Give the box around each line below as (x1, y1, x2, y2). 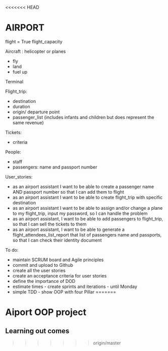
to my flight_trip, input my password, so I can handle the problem (12, 210, 148, 216)
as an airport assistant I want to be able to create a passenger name (12, 184, 154, 190)
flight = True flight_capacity (5, 38, 63, 44)
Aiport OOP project (5, 307, 87, 318)
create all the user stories (12, 267, 66, 273)
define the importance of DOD (12, 278, 76, 284)
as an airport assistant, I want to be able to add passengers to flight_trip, (12, 215, 163, 221)
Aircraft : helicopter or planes (5, 48, 66, 54)
